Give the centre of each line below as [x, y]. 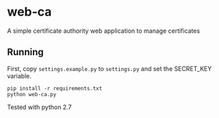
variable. [20, 76]
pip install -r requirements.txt [55, 88]
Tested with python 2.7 [39, 107]
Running [26, 52]
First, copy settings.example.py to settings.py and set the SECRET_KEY [109, 68]
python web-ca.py [32, 94]
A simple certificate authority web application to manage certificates [104, 31]
